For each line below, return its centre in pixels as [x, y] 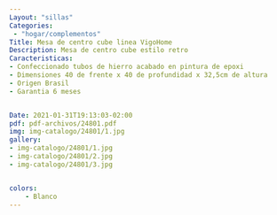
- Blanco [41, 196]
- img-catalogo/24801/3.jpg [61, 165]
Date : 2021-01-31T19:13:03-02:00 [71, 115]
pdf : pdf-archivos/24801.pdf [63, 123]
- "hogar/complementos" [57, 34]
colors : [24, 188]
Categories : [31, 26]
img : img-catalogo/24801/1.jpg [67, 132]
